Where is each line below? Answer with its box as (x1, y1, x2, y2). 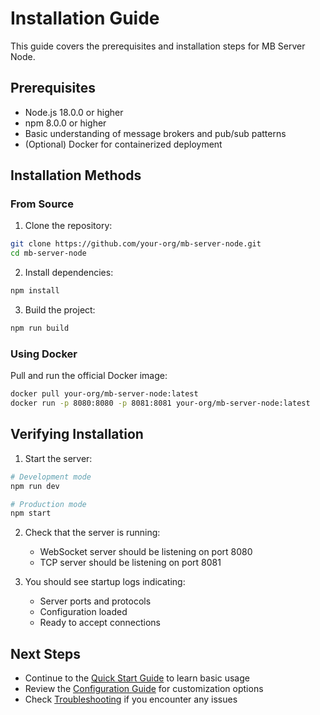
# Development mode (10, 472, 92, 482)
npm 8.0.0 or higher (24, 117, 107, 129)
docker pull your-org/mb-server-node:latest (10, 389, 199, 399)
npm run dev (10, 481, 60, 491)
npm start (10, 508, 52, 519)
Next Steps (10, 645, 81, 662)
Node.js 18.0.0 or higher (24, 106, 124, 118)
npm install (10, 286, 60, 296)
